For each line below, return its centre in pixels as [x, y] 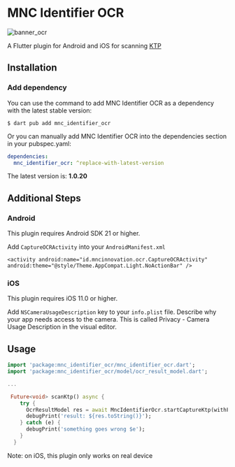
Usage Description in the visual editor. [62, 327]
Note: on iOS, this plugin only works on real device [80, 455]
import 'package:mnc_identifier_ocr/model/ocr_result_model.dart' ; [108, 372]
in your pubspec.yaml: [40, 143]
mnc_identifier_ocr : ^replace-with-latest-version [89, 163]
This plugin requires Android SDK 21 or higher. [74, 233]
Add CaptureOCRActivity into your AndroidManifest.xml [86, 247]
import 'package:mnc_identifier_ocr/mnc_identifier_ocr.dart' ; [101, 365]
